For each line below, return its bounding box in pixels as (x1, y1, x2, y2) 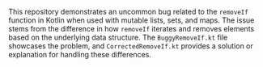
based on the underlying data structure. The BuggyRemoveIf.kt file (8, 32, 228, 42)
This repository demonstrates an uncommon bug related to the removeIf (8, 7, 248, 16)
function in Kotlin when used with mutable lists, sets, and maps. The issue (8, 15, 255, 25)
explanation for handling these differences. (8, 50, 152, 59)
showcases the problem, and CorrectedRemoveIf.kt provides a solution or (8, 41, 253, 51)
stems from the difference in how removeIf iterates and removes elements (8, 24, 255, 33)
